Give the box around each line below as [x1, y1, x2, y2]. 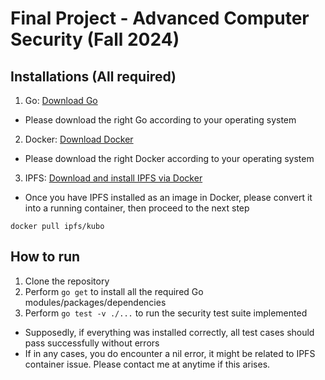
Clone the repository [24, 275, 110, 287]
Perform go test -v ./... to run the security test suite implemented [24, 307, 308, 319]
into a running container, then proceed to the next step [24, 202, 250, 214]
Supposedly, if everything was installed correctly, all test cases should [24, 326, 315, 338]
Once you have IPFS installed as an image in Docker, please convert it [24, 192, 313, 203]
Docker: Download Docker [24, 133, 134, 145]
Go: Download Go [24, 95, 98, 106]
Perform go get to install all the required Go [24, 285, 204, 297]
